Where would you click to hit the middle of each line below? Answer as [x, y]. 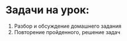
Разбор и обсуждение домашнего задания [68, 26]
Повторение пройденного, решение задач [67, 32]
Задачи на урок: [47, 10]
